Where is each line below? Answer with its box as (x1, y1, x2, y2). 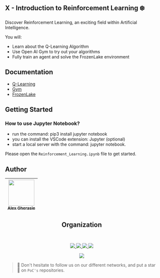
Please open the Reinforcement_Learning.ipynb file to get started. (5, 151, 137, 157)
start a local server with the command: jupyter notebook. (12, 141, 126, 147)
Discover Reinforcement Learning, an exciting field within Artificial (5, 19, 137, 25)
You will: (5, 34, 22, 40)
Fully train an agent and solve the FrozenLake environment (12, 54, 130, 60)
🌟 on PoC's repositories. (17, 267, 65, 273)
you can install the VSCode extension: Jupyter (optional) (12, 136, 125, 142)
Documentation (5, 68, 53, 77)
